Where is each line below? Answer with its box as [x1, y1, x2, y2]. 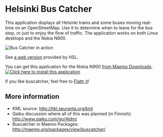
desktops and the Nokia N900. [5, 35, 67, 41]
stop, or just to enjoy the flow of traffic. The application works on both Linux [5, 30, 158, 36]
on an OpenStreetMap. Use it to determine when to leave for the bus [15, 24, 153, 30]
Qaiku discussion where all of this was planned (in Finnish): [12, 111, 132, 116]
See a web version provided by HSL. [5, 54, 79, 60]
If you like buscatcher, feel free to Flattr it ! [5, 78, 90, 84]
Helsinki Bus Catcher [5, 3, 92, 15]
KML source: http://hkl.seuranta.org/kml [12, 105, 93, 111]
